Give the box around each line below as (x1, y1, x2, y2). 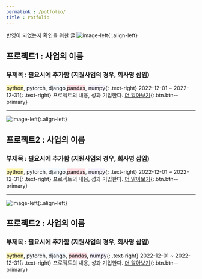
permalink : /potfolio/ (6, 8, 66, 15)
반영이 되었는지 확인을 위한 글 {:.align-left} (6, 31, 138, 39)
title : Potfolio (6, 14, 50, 20)
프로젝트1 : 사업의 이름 (6, 51, 84, 61)
